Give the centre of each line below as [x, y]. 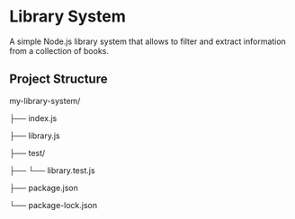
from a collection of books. [59, 50]
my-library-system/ [45, 101]
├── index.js [33, 118]
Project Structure [58, 79]
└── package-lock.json [53, 205]
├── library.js [35, 136]
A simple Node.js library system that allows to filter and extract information [147, 41]
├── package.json [44, 188]
